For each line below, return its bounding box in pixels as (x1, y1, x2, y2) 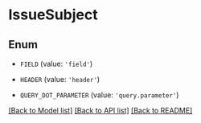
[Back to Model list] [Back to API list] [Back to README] (8, 106, 193, 115)
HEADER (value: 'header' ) (19, 75, 100, 84)
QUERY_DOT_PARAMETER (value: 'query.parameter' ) (19, 90, 179, 100)
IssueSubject (8, 6, 98, 24)
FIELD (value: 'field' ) (19, 59, 93, 68)
